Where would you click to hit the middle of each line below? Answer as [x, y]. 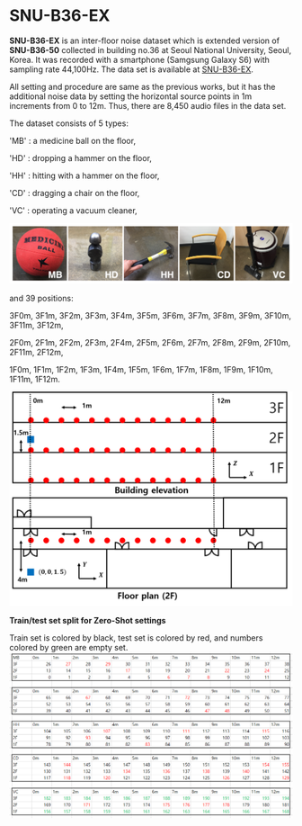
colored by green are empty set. [69, 647]
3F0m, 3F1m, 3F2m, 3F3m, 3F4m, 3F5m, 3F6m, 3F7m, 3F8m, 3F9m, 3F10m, [151, 315]
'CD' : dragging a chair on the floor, [75, 193]
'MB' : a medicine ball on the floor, [73, 140]
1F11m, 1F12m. [35, 379]
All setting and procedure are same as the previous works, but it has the [142, 86]
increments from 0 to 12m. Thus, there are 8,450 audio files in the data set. [148, 105]
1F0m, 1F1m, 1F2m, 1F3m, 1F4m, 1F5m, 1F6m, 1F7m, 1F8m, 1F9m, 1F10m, [142, 369]
